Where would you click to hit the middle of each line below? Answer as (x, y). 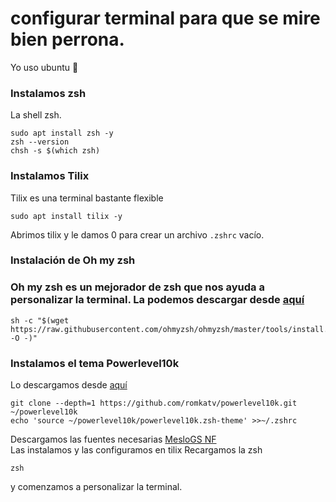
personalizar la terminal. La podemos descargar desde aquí (157, 300)
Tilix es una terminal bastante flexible (87, 198)
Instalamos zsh (48, 93)
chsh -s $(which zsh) (55, 151)
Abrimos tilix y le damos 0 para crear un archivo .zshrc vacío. (137, 234)
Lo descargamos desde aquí (69, 385)
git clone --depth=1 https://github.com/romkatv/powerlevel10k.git (154, 403)
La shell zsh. (36, 115)
